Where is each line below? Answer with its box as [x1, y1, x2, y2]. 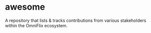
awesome [5, 1, 45, 13]
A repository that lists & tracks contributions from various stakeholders [5, 17, 147, 23]
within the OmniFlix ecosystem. [5, 22, 68, 28]
